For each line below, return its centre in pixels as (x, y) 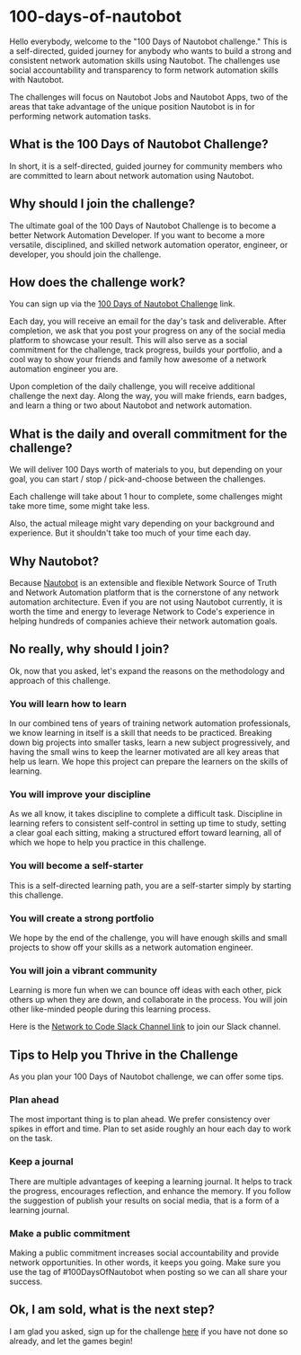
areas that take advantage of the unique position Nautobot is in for (132, 106)
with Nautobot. (37, 79)
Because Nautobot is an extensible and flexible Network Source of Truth (143, 583)
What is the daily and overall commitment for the (148, 434)
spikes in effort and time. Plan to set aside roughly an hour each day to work (150, 1129)
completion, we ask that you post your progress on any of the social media (147, 331)
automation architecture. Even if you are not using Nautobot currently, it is (146, 602)
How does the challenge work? (97, 282)
